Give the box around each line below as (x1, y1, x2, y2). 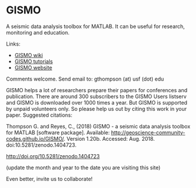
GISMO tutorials (14, 58, 53, 65)
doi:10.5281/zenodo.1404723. (6, 141, 77, 148)
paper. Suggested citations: (6, 112, 73, 119)
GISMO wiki (14, 51, 43, 58)
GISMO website (14, 64, 53, 71)
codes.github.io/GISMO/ (6, 135, 64, 142)
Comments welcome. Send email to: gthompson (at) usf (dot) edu (6, 75, 164, 82)
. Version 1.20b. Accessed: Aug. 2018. (63, 135, 155, 142)
